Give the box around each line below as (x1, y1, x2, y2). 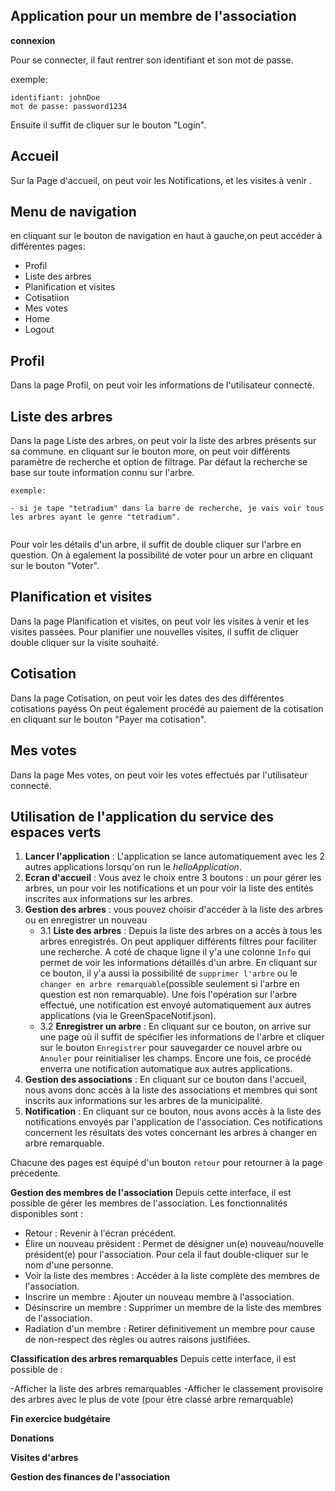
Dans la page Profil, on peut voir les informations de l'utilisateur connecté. (10, 379, 315, 391)
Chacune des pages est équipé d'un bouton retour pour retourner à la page (10, 1157, 323, 1169)
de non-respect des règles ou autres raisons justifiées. (24, 1334, 251, 1346)
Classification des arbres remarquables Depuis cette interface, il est (10, 1353, 297, 1365)
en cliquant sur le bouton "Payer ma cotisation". (10, 713, 207, 725)
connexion (10, 34, 56, 46)
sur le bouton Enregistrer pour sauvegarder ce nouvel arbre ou (39, 1042, 302, 1054)
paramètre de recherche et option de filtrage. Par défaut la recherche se (10, 456, 308, 468)
